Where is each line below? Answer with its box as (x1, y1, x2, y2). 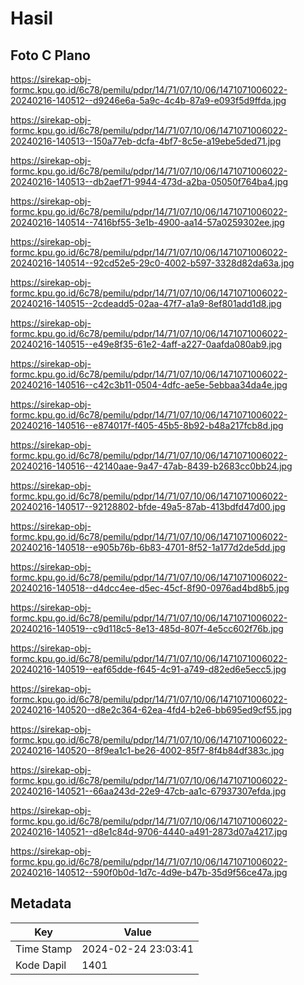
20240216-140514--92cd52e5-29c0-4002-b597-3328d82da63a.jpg (10, 257, 295, 269)
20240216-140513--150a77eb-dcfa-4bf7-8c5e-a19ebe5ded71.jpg (10, 135, 282, 147)
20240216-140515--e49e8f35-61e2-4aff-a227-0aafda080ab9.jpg (10, 338, 282, 350)
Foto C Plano (10, 47, 91, 64)
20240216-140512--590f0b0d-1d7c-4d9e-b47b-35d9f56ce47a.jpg (10, 867, 288, 878)
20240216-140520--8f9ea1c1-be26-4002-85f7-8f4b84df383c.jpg (10, 745, 285, 756)
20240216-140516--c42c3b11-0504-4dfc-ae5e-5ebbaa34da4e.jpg (10, 379, 288, 391)
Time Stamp (15, 942, 73, 956)
